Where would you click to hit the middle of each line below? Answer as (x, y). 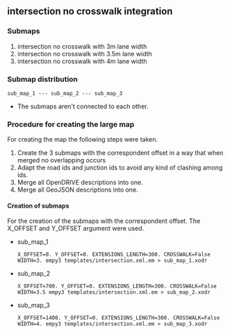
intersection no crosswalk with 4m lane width (82, 61)
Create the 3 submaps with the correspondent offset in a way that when (120, 153)
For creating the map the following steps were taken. (83, 140)
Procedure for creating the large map (71, 124)
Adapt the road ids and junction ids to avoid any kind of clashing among (120, 168)
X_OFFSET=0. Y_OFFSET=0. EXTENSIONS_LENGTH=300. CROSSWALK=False (114, 255)
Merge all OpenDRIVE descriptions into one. (80, 183)
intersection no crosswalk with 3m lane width (82, 46)
